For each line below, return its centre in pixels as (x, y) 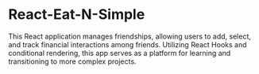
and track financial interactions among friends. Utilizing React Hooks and (128, 44)
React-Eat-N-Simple (77, 15)
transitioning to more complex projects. (72, 61)
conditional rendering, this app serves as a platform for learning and (120, 53)
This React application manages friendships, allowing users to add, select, (130, 36)
